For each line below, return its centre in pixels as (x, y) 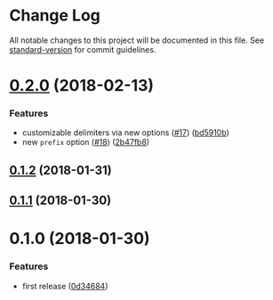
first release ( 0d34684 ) (65, 286)
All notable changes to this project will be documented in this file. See (137, 40)
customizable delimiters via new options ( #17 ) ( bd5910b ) (125, 133)
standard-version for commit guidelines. (83, 49)
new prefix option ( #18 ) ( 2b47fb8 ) (85, 142)
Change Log (55, 16)
